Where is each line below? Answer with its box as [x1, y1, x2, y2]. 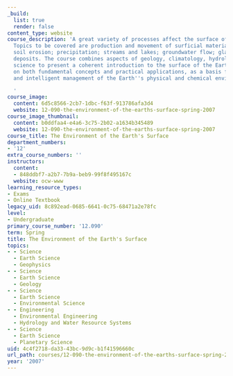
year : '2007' [7, 358, 45, 365]
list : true [13, 17, 45, 24]
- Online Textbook [7, 197, 60, 204]
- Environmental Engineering [13, 313, 98, 320]
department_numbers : [7, 139, 67, 146]
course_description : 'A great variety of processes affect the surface [7, 36, 218, 43]
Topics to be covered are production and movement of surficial [13, 42, 203, 49]
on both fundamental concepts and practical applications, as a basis [13, 68, 222, 75]
